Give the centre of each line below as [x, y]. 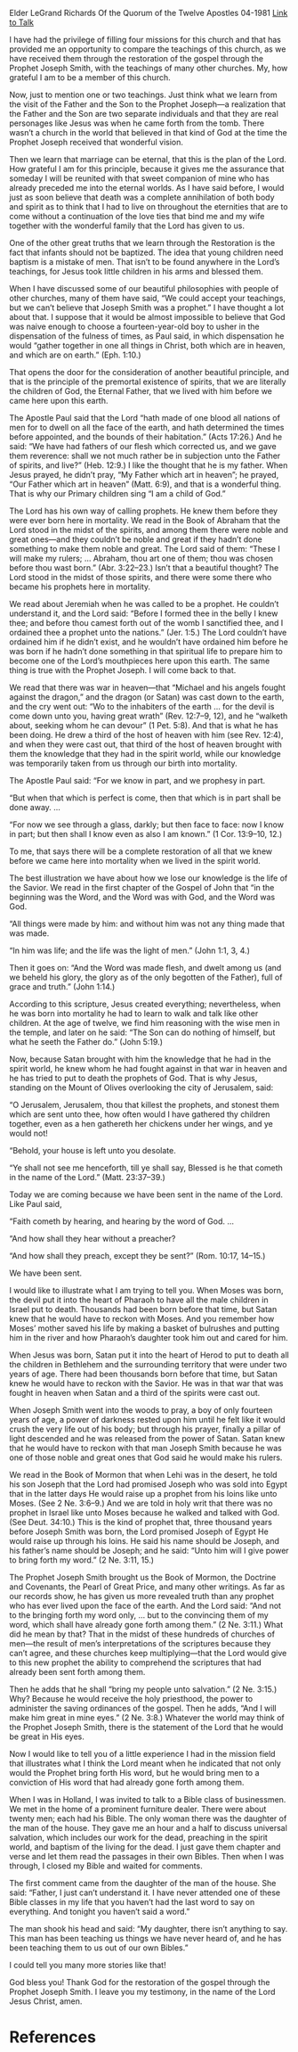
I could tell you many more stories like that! [88, 1965]
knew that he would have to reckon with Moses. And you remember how [142, 1319]
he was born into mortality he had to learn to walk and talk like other [134, 1014]
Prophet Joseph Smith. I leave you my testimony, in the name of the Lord [142, 1992]
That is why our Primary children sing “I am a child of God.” [118, 493]
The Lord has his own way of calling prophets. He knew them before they [144, 511]
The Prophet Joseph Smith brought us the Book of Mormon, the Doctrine [143, 1577]
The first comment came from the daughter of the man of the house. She [143, 1883]
